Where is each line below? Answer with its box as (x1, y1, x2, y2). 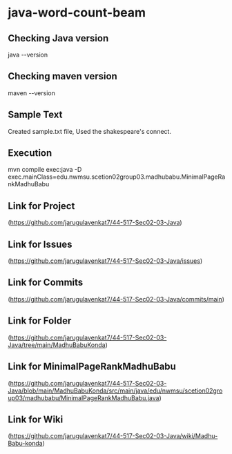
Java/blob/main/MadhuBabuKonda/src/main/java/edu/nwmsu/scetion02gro (8, 386, 223, 395)
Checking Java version (8, 32, 109, 44)
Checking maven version (8, 70, 118, 82)
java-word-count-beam (8, 5, 146, 21)
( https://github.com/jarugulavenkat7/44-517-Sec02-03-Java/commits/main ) (8, 295, 225, 303)
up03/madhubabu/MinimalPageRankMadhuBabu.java (8, 393, 159, 402)
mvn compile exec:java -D (8, 166, 82, 174)
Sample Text (8, 109, 63, 121)
